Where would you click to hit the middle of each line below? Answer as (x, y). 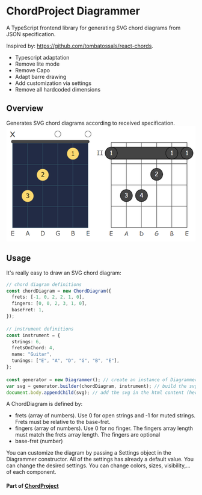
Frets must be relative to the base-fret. (63, 422)
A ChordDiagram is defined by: (44, 404)
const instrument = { (33, 335)
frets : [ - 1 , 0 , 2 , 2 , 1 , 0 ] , (48, 297)
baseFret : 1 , (28, 310)
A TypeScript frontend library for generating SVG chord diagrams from (93, 28)
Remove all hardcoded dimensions (58, 89)
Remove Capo (32, 70)
